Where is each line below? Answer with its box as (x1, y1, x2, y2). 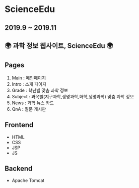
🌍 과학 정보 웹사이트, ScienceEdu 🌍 (4, 41, 114, 50)
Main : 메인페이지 (11, 75, 46, 81)
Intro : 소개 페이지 (11, 81, 47, 87)
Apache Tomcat (11, 178, 45, 184)
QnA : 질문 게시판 (11, 106, 46, 112)
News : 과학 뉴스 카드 (11, 100, 54, 106)
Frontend (4, 121, 34, 129)
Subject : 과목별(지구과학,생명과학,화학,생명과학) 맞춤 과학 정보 (11, 93, 135, 99)
